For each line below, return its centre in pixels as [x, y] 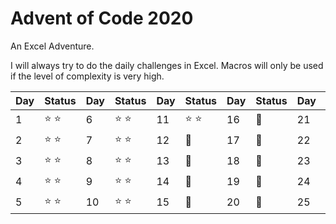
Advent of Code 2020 [102, 18]
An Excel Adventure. [52, 46]
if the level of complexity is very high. [87, 76]
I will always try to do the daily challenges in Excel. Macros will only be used [167, 65]
